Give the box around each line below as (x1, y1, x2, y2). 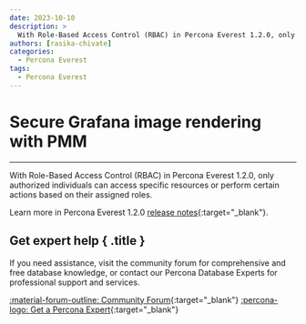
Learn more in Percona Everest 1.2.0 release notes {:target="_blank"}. (9, 207, 269, 218)
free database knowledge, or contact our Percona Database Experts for (9, 267, 278, 278)
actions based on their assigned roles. (9, 188, 153, 200)
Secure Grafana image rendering (9, 111, 262, 132)
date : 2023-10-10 (9, 13, 76, 23)
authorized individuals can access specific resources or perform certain (9, 179, 280, 190)
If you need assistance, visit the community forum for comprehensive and (9, 257, 287, 268)
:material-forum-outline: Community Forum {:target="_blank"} (9, 294, 240, 305)
